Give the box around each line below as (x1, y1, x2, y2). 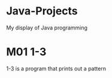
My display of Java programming (6, 24, 88, 31)
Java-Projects (6, 4, 78, 18)
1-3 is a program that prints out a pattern (6, 65, 107, 72)
